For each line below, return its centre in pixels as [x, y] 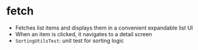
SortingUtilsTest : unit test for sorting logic [69, 40]
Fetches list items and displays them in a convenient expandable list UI [104, 28]
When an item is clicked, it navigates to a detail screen [84, 34]
